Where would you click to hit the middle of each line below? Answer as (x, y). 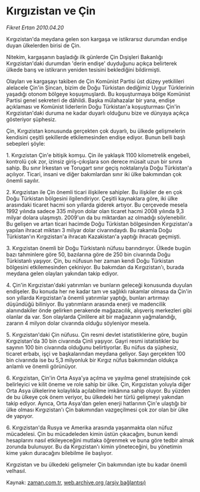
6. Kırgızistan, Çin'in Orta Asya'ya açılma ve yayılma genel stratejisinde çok (99, 378)
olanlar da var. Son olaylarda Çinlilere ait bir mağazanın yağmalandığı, (92, 316)
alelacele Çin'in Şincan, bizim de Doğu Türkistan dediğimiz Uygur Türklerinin (100, 87)
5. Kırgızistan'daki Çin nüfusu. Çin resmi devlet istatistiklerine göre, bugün (97, 334)
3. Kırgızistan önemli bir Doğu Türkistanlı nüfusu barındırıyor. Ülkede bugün (99, 248)
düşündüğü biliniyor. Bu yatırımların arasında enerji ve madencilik (86, 304)
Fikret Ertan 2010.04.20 (35, 27)
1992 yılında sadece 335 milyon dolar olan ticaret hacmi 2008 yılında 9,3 (95, 211)
